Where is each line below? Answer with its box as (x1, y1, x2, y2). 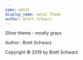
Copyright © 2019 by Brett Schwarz (5, 49, 79, 55)
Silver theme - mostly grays (5, 30, 62, 36)
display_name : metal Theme (5, 12, 61, 17)
